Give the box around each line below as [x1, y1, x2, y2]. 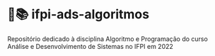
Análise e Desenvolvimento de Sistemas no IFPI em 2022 [7, 42, 173, 50]
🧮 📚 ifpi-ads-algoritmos [7, 6, 150, 23]
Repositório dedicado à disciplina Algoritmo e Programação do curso [7, 34, 209, 43]
